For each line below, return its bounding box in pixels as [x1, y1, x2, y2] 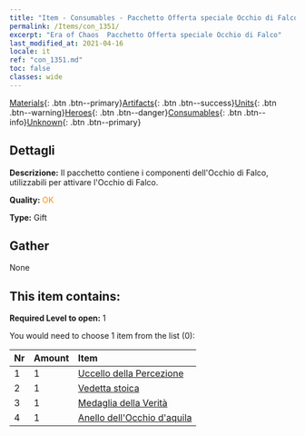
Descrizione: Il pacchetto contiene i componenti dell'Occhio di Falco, [9, 167, 270, 178]
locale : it [9, 47, 51, 56]
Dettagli [9, 143, 55, 159]
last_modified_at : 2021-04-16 [9, 38, 124, 48]
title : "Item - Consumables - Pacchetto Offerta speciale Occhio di [9, 13, 274, 23]
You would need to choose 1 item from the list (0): [9, 331, 195, 342]
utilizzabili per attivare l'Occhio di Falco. [9, 176, 159, 187]
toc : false [9, 64, 51, 74]
